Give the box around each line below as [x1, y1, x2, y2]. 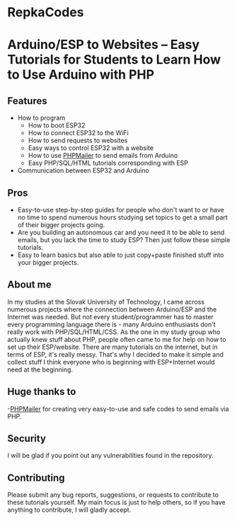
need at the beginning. [7, 365, 73, 374]
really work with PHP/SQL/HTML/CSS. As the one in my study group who [7, 327, 221, 336]
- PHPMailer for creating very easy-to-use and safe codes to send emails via [7, 404, 229, 413]
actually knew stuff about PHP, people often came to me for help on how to [7, 335, 226, 343]
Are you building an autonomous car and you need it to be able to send [17, 228, 225, 236]
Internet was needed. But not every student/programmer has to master [7, 312, 214, 321]
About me [7, 279, 52, 291]
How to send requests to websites [28, 136, 128, 145]
